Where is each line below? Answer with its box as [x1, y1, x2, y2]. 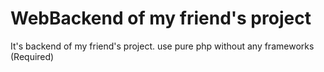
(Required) [10, 50, 55, 62]
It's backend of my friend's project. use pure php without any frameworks [10, 40, 315, 52]
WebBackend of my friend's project [10, 7, 312, 30]
